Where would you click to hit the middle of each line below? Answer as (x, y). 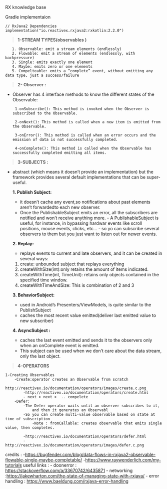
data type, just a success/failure (42, 75)
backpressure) (20, 58)
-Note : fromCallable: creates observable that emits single (97, 423)
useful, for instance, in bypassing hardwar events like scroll (81, 223)
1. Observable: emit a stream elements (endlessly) (67, 49)
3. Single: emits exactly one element (52, 62)
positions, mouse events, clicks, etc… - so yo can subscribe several (89, 228)
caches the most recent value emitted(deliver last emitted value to (88, 315)
